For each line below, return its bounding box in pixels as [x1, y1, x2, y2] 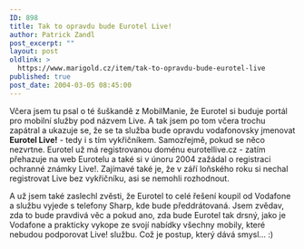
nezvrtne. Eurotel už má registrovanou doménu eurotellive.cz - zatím [9, 144, 266, 155]
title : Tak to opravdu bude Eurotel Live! [9, 22, 172, 31]
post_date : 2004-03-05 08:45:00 [9, 81, 132, 90]
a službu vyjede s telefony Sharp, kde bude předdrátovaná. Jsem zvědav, [9, 200, 284, 211]
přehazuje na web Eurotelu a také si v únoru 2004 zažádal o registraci [9, 153, 271, 164]
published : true [9, 72, 71, 81]
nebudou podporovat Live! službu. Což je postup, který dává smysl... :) [9, 228, 274, 240]
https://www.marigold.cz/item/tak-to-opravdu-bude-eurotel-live [17, 64, 266, 73]
